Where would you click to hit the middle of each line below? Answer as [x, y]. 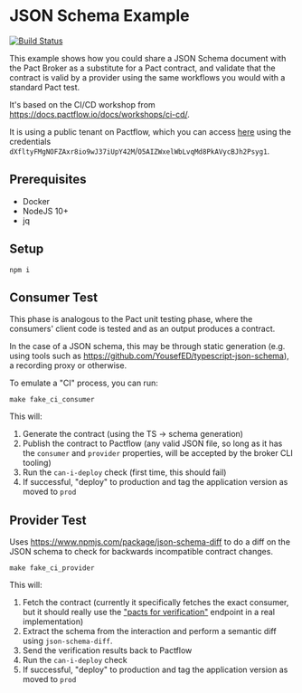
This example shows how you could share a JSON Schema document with [148, 58]
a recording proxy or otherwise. [68, 365]
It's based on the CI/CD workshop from [82, 104]
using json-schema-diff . [67, 641]
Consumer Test [53, 297]
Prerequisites [48, 180]
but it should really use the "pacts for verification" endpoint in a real [149, 612]
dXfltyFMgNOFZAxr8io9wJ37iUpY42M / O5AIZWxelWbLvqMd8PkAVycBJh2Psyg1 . [140, 151]
